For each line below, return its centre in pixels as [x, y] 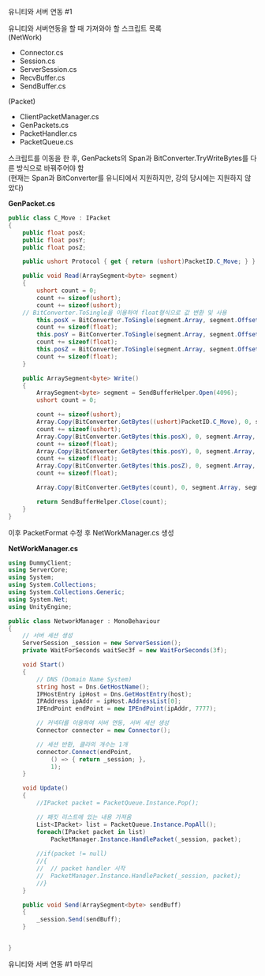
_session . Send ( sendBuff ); [79, 920]
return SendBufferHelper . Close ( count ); [102, 501]
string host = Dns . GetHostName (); [93, 687]
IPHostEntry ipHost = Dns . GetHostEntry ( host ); [114, 694]
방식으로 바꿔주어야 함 [50, 168]
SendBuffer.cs [43, 86]
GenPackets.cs [44, 125]
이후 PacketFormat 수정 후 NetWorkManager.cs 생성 [91, 532]
